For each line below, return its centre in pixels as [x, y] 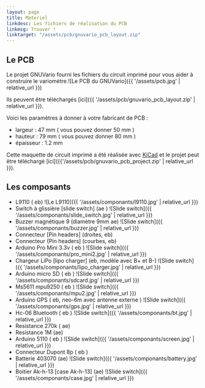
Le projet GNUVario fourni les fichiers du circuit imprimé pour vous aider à [100, 74]
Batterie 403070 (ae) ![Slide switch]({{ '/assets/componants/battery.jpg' [106, 358]
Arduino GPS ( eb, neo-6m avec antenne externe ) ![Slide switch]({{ [100, 300]
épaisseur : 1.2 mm [39, 142]
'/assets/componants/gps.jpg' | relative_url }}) [73, 306]
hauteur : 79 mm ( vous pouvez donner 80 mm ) [76, 136]
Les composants [39, 187]
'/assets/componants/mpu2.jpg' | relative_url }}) [76, 293]
